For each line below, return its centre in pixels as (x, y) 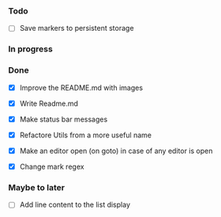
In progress (30, 49)
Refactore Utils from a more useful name (86, 135)
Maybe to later (37, 187)
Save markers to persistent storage (77, 28)
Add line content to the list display (75, 205)
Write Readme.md (49, 103)
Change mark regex (52, 166)
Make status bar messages (64, 119)
